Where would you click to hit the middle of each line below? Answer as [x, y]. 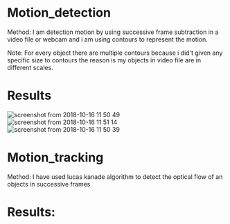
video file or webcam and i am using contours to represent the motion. [107, 39]
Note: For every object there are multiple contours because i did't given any [115, 53]
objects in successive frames [49, 184]
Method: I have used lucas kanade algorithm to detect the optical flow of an [115, 176]
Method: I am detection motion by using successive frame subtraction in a [113, 32]
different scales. [30, 67]
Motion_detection [59, 13]
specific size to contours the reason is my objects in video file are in [104, 60]
